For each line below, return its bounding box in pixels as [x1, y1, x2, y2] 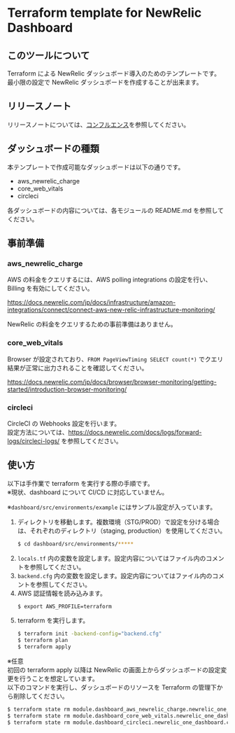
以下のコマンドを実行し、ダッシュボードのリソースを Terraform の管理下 [7, 683, 217, 692]
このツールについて [7, 49, 90, 61]
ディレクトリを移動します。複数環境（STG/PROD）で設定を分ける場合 [17, 517, 220, 526]
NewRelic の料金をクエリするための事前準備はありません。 [7, 320, 177, 328]
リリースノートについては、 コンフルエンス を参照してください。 [7, 120, 190, 129]
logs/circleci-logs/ [7, 436, 60, 445]
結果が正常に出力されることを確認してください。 [7, 363, 148, 372]
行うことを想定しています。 [19, 674, 99, 683]
